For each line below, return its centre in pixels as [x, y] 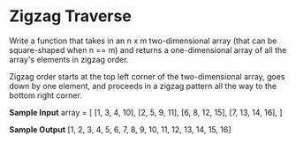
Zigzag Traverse [71, 16]
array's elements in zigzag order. [69, 59]
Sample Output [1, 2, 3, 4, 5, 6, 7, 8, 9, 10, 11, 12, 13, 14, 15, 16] [120, 129]
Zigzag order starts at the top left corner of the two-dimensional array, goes [147, 76]
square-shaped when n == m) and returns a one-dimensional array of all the [148, 49]
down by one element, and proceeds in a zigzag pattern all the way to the [143, 86]
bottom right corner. [46, 95]
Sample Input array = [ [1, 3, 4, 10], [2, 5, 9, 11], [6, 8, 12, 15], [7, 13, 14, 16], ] [146, 112]
